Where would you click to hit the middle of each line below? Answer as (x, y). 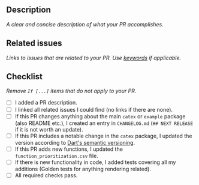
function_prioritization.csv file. (57, 156)
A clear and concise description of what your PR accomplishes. (85, 24)
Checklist (25, 77)
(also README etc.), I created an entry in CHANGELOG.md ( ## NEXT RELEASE (104, 123)
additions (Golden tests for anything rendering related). (83, 169)
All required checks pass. (46, 175)
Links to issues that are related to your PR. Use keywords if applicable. (94, 58)
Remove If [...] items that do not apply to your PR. (71, 91)
